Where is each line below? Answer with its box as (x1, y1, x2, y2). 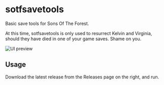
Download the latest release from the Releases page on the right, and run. (5, 74, 159, 80)
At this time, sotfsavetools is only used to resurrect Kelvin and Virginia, (5, 30, 152, 36)
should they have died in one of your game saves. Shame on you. (5, 36, 142, 42)
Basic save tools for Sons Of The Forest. (5, 20, 90, 26)
